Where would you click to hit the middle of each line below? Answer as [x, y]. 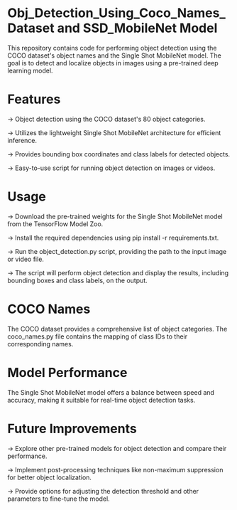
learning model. [30, 70]
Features [34, 99]
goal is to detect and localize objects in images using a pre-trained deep [113, 63]
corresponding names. [40, 344]
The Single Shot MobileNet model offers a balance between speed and [111, 392]
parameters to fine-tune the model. [59, 499]
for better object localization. [50, 477]
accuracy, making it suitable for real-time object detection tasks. [101, 400]
